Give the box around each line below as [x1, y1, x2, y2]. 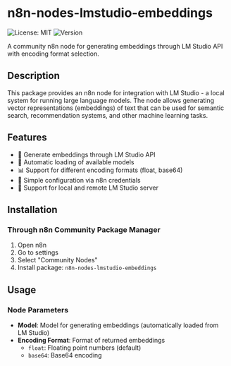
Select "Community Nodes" [17, 256, 98, 264]
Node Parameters [7, 305, 69, 315]
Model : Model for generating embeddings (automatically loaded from [17, 321, 219, 329]
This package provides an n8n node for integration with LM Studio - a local [7, 88, 225, 97]
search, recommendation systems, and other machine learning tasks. [7, 111, 208, 119]
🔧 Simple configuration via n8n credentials [17, 176, 141, 184]
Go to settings [17, 248, 58, 257]
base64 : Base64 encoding [27, 350, 102, 359]
